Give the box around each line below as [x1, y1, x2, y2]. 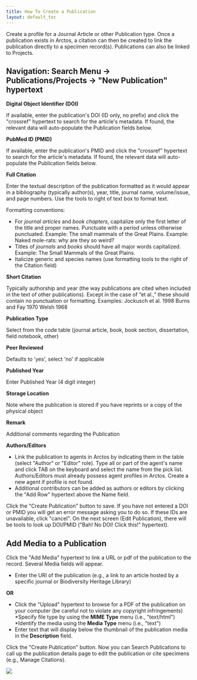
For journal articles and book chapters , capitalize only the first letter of [14, 218, 186, 225]
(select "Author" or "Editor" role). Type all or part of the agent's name [14, 460, 183, 467]
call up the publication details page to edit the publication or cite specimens [6, 650, 190, 657]
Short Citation [6, 273, 41, 280]
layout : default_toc [6, 14, 57, 20]
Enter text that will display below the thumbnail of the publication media [14, 626, 188, 633]
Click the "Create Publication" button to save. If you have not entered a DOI [6, 502, 188, 509]
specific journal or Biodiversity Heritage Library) [14, 578, 131, 585]
